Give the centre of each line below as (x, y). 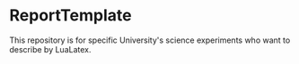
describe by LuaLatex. (50, 49)
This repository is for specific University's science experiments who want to (150, 40)
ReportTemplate (70, 16)
